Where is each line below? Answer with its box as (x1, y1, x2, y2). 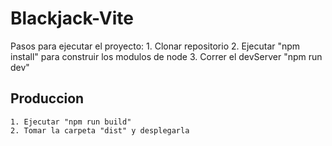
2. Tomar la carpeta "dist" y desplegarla (10, 125, 190, 136)
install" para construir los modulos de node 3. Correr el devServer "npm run (10, 50, 323, 62)
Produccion (10, 90, 85, 107)
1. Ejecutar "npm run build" (10, 117, 132, 127)
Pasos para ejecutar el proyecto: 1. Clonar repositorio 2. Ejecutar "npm (10, 40, 301, 52)
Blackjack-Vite (10, 7, 135, 30)
